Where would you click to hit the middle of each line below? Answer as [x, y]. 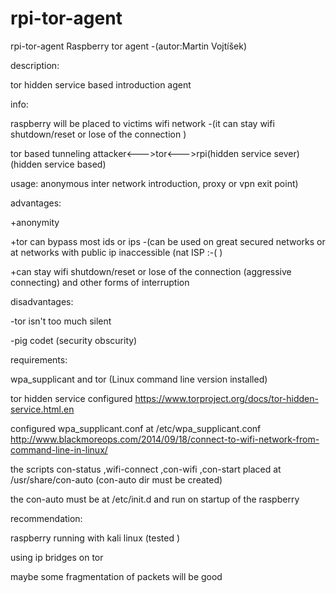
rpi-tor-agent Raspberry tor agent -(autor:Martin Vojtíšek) [129, 46]
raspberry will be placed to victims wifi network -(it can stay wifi [142, 123]
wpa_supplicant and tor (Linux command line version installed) [139, 379]
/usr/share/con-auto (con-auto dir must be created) [116, 479]
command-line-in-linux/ [59, 449]
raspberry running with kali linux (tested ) [95, 538]
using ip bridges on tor [57, 557]
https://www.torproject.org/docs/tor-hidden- [226, 398]
